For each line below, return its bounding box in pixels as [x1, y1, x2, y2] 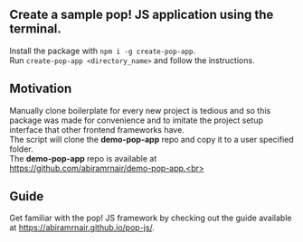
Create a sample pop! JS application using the [9, 7, 274, 23]
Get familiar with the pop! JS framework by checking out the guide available [9, 212, 292, 224]
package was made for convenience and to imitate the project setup [9, 115, 264, 126]
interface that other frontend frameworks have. [9, 124, 185, 135]
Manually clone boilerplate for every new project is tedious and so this [9, 105, 271, 116]
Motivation [9, 81, 72, 97]
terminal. [9, 22, 62, 37]
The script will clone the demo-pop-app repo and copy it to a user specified [9, 134, 294, 144]
